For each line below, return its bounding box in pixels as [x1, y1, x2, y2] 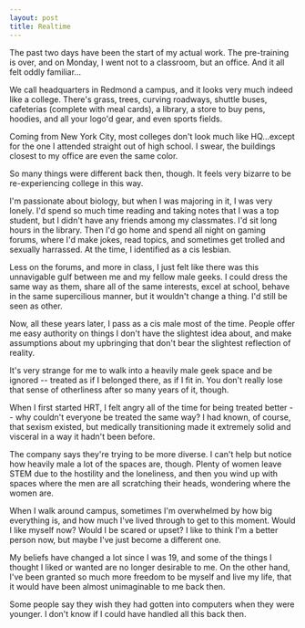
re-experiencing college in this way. [9, 177, 144, 188]
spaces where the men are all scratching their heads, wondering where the [9, 477, 291, 488]
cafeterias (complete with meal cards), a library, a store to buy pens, [9, 103, 266, 114]
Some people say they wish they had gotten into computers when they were [9, 599, 295, 610]
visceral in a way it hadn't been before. [9, 431, 156, 442]
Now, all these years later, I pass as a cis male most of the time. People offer [9, 318, 296, 329]
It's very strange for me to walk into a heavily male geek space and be [9, 364, 273, 375]
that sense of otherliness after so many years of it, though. [9, 384, 229, 395]
